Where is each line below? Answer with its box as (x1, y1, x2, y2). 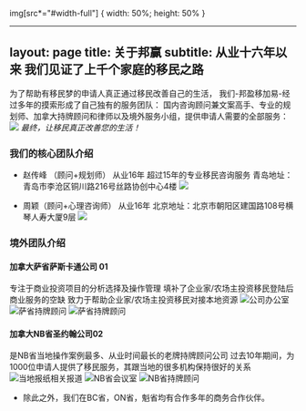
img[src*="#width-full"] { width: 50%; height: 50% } (9, 8, 206, 18)
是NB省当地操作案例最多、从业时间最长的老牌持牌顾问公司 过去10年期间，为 (9, 350, 295, 361)
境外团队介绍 (9, 237, 66, 250)
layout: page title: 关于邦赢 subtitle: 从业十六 (9, 45, 264, 60)
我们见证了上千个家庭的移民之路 (24, 62, 204, 77)
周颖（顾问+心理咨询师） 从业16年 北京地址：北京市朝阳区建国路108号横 (22, 200, 294, 211)
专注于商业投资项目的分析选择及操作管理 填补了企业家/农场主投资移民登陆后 (9, 283, 294, 294)
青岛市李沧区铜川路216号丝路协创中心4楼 (22, 181, 178, 192)
